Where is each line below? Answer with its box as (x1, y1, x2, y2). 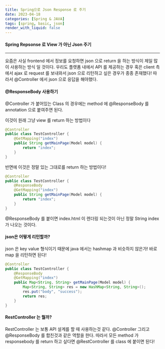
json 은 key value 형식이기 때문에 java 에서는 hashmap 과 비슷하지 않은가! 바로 (5, 245, 158, 251)
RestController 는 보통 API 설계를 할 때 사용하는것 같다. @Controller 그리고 (5, 326, 150, 332)
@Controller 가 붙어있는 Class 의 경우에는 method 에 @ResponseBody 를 (5, 101, 149, 106)
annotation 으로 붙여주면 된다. (5, 106, 63, 112)
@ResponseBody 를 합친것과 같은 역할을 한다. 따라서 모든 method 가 (5, 332, 139, 338)
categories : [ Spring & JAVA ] (5, 16, 65, 21)
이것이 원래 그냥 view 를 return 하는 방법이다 (5, 117, 91, 123)
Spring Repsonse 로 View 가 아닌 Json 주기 (5, 41, 92, 47)
